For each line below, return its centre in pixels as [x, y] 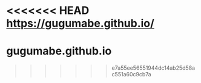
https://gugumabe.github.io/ [80, 23]
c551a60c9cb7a [131, 75]
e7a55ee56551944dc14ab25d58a [153, 68]
